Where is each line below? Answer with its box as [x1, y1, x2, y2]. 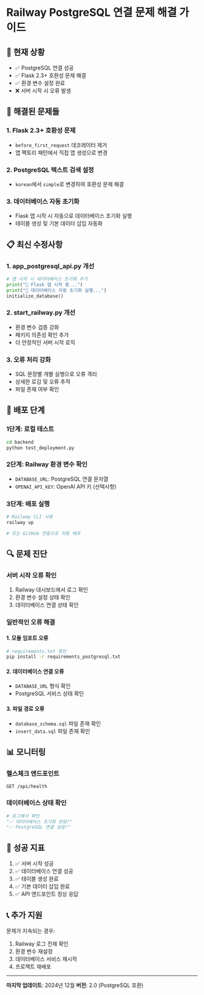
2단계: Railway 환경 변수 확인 [6, 460, 88, 469]
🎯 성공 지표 [6, 842, 46, 853]
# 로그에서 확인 [6, 813, 40, 819]
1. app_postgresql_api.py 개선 [6, 262, 95, 270]
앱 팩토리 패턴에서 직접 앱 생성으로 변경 [15, 148, 108, 156]
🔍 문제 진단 [6, 549, 47, 559]
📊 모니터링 [6, 747, 46, 758]
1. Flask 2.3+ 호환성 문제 [6, 126, 76, 134]
